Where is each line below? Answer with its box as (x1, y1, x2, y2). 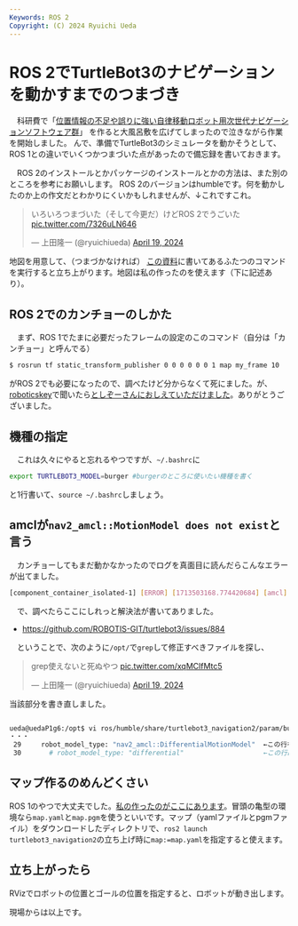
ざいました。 (9, 401, 56, 411)
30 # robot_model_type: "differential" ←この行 (12, 748, 288, 758)
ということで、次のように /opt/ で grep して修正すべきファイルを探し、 (16, 642, 270, 652)
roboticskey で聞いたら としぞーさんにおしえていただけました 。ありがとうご (9, 389, 286, 400)
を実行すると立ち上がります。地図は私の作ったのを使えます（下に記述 (9, 267, 265, 278)
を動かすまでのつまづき (9, 84, 181, 105)
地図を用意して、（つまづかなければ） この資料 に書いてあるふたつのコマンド (9, 256, 286, 267)
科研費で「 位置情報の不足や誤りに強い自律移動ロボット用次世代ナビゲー (16, 116, 281, 126)
